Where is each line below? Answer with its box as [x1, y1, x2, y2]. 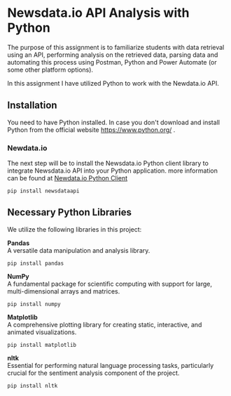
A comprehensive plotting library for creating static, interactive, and [7, 320, 202, 329]
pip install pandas [7, 260, 64, 267]
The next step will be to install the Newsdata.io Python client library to [7, 159, 209, 168]
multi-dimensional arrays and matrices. [7, 286, 120, 296]
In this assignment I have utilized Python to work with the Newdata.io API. [7, 79, 219, 87]
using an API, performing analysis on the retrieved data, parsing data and [7, 51, 218, 59]
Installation [7, 100, 57, 112]
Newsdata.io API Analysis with [7, 5, 190, 21]
